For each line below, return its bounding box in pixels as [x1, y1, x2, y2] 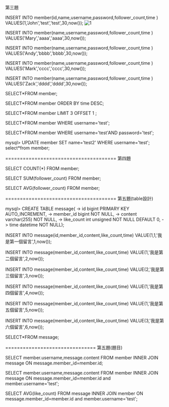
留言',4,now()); [14, 290, 44, 296]
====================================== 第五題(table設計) [5, 195, 153, 201]
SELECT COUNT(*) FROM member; [5, 166, 80, 171]
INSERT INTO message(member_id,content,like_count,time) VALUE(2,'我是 [5, 266, 160, 272]
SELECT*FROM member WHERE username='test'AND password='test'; [5, 130, 154, 136]
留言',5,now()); [14, 307, 44, 313]
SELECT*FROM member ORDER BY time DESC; [5, 100, 104, 106]
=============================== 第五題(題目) [5, 345, 123, 350]
